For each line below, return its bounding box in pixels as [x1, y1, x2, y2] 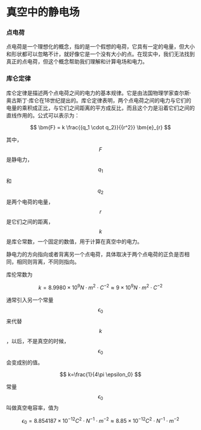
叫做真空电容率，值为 [6, 404, 59, 411]
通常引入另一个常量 [6, 296, 54, 304]
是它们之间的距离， [6, 218, 54, 225]
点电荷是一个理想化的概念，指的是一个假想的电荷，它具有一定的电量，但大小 [6, 43, 195, 50]
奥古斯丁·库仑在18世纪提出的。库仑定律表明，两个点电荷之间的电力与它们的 [6, 96, 191, 104]
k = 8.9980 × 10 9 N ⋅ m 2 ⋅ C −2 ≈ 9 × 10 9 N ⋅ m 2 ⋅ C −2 [38, 283, 163, 291]
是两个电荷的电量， [6, 198, 54, 205]
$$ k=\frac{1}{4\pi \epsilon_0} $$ [59, 371, 142, 378]
